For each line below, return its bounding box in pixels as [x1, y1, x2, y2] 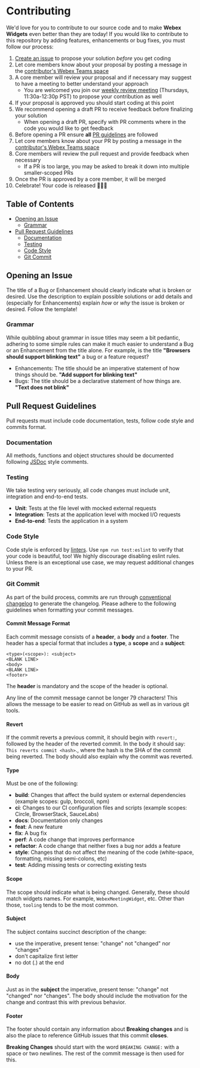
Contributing [6, 4, 71, 18]
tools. [6, 707, 20, 714]
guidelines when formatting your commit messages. [6, 606, 134, 613]
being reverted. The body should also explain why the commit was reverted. [6, 753, 193, 760]
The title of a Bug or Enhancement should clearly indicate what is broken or [6, 286, 192, 294]
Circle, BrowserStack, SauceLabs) [14, 811, 99, 818]
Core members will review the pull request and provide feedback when [14, 150, 189, 157]
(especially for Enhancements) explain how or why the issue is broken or [6, 299, 185, 306]
